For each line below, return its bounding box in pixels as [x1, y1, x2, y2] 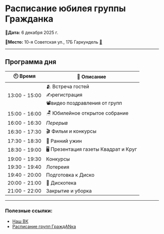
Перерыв [46, 119, 68, 126]
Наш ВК [12, 218, 29, 224]
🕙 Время [13, 72, 36, 79]
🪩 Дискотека [46, 179, 77, 186]
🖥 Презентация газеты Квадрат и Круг [46, 145, 137, 152]
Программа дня [5, 58, 57, 66]
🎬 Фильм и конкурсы [46, 128, 97, 135]
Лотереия [46, 164, 70, 170]
